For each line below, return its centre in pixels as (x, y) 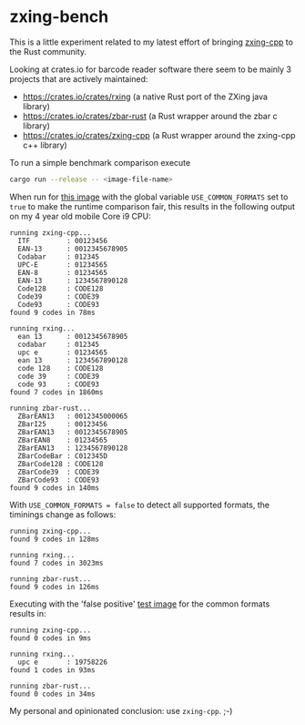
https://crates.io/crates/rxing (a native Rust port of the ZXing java (145, 97)
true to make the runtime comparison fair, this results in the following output (152, 206)
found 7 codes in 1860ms (56, 392)
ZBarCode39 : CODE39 (59, 472)
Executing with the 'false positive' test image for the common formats (140, 604)
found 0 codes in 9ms (51, 638)
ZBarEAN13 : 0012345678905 (73, 432)
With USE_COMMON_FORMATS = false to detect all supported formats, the (140, 505)
